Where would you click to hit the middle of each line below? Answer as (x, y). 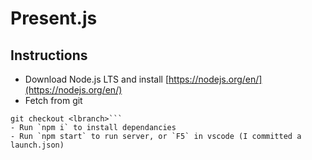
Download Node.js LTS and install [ (97, 79)
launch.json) (37, 145)
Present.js (54, 18)
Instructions (49, 55)
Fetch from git (53, 100)
